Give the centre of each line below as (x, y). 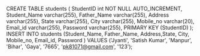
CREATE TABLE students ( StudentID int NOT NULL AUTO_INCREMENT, (94, 9)
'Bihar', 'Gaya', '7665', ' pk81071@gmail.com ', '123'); (69, 46)
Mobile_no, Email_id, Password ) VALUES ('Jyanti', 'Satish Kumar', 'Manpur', (99, 40)
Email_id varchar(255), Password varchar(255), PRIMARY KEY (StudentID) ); (100, 27)
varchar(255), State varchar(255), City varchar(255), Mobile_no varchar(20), (100, 21)
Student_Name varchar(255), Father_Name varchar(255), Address (88, 15)
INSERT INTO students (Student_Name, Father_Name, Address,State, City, (98, 34)
